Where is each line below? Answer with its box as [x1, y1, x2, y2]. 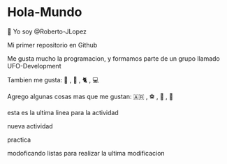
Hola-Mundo [7, 4, 82, 20]
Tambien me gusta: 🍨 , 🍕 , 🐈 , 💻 [7, 75, 99, 84]
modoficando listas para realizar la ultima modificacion [7, 149, 166, 157]
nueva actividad [7, 121, 54, 130]
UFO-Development [7, 61, 61, 70]
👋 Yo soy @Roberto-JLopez [7, 27, 87, 36]
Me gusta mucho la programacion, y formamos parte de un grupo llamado [7, 54, 220, 63]
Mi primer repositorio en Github [7, 40, 98, 49]
